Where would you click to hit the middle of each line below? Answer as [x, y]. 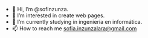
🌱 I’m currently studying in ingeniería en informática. [77, 22]
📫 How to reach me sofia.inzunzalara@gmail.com [74, 28]
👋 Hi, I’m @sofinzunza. [40, 9]
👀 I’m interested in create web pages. [58, 15]
